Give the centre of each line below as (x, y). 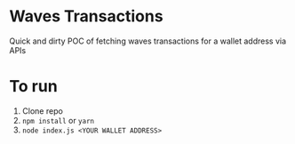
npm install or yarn (58, 120)
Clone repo (43, 111)
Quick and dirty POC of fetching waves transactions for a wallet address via (148, 41)
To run (33, 87)
